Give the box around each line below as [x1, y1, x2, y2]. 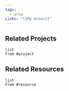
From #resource [5, 82, 36, 87]
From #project [5, 52, 34, 57]
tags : [5, 7, 16, 12]
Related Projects [5, 34, 57, 43]
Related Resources [5, 65, 64, 73]
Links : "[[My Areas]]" [5, 16, 52, 21]
